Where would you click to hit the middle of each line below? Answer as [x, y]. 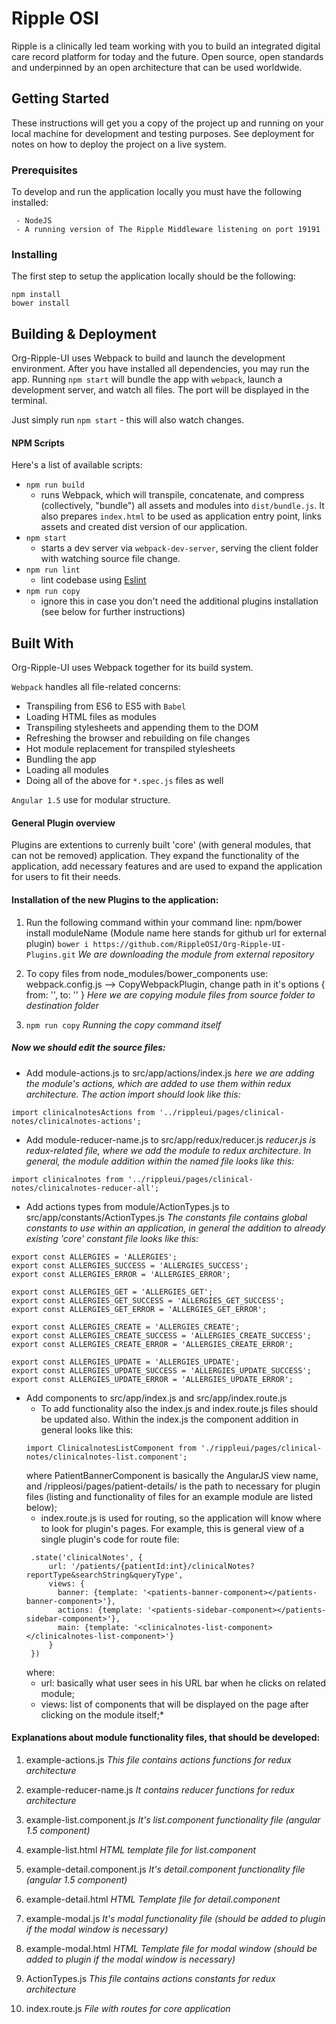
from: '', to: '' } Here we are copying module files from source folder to [170, 994]
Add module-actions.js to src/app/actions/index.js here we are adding [170, 1073]
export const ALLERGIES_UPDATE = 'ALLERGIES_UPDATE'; [126, 1362]
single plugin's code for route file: [110, 1539]
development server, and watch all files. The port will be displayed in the [160, 390]
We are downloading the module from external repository [196, 954]
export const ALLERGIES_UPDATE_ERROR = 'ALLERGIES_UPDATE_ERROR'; [152, 1379]
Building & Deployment [84, 333]
